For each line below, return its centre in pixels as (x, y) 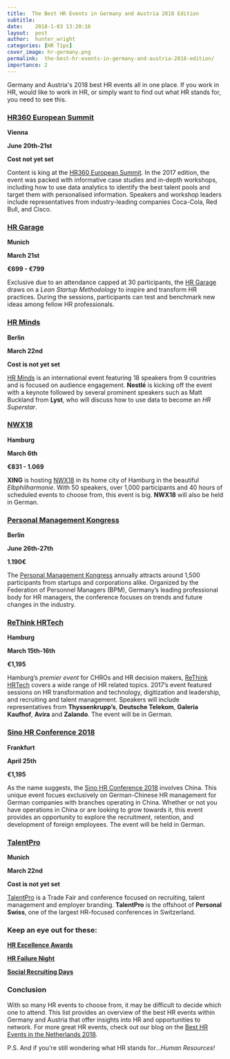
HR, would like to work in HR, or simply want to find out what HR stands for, (114, 92)
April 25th (22, 760)
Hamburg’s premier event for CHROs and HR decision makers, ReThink (108, 677)
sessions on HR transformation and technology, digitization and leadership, (114, 693)
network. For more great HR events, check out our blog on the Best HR (108, 1027)
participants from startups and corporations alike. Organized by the (103, 583)
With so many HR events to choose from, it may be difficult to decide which (114, 1005)
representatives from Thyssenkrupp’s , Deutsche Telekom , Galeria (103, 707)
